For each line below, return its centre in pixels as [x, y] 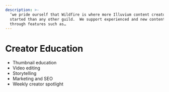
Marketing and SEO [32, 79]
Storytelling [24, 73]
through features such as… [38, 24]
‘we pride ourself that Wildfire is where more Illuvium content [80, 15]
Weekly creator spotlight [38, 84]
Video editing [26, 68]
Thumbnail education [34, 63]
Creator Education [44, 49]
